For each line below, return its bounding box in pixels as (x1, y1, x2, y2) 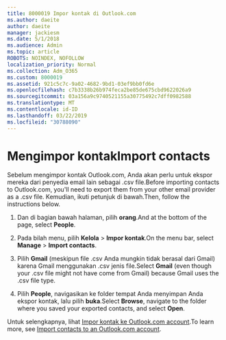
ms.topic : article (7, 49, 60, 56)
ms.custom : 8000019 (7, 73, 63, 81)
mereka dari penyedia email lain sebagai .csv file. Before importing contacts (7, 178, 220, 186)
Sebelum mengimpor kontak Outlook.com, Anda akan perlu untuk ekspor (7, 171, 213, 179)
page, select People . (16, 220, 76, 229)
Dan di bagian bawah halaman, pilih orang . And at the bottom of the (16, 214, 208, 222)
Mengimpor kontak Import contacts (7, 148, 210, 163)
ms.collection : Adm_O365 (7, 67, 78, 74)
